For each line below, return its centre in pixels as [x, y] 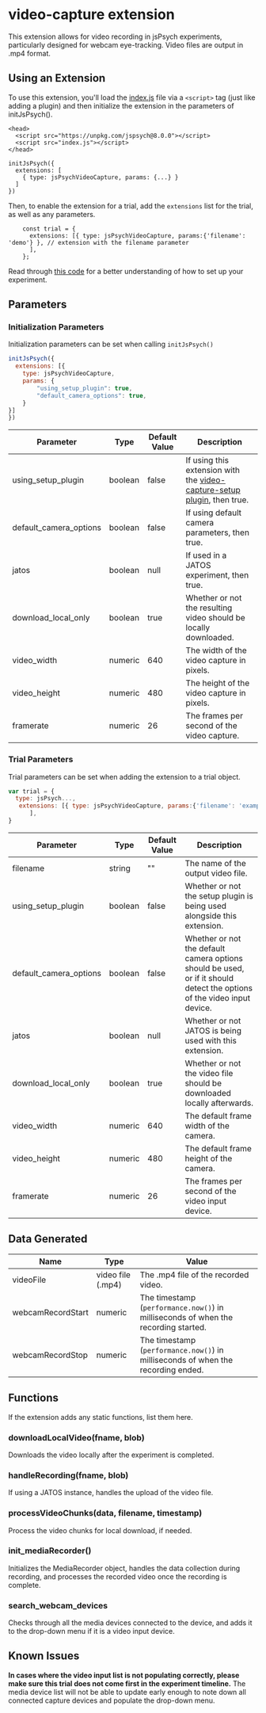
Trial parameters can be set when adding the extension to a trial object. [125, 776]
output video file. [216, 873]
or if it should [209, 978]
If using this [207, 460]
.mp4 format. [30, 53]
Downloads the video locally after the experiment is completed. [111, 1455]
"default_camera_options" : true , [92, 395]
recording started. [173, 1327]
